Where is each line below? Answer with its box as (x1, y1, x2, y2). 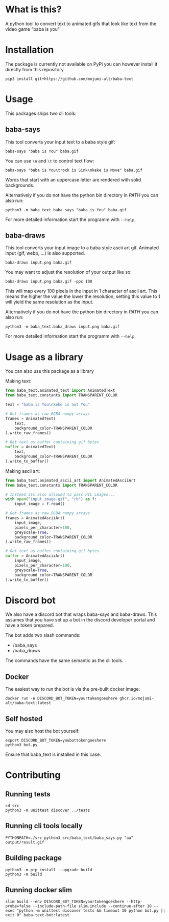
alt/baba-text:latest (5, 700, 52, 706)
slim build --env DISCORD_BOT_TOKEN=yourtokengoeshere (5, 899, 125, 905)
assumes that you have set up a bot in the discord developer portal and (5, 617, 155, 623)
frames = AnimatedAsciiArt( (5, 515, 65, 520)
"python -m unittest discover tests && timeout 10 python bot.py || (16, 908, 166, 913)
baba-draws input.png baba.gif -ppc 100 (5, 279, 93, 284)
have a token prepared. (5, 622, 55, 629)
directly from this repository (5, 66, 64, 72)
